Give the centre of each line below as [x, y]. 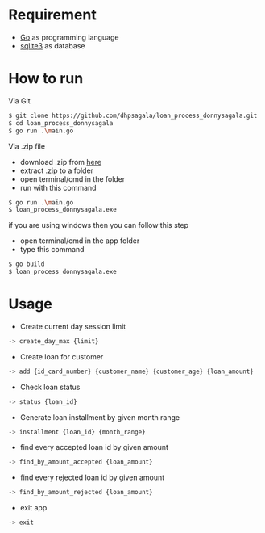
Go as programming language [69, 37]
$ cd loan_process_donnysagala [61, 123]
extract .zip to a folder [57, 170]
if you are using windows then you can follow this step [99, 225]
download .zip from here [61, 162]
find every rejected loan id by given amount [92, 477]
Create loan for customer [62, 356]
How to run [46, 79]
